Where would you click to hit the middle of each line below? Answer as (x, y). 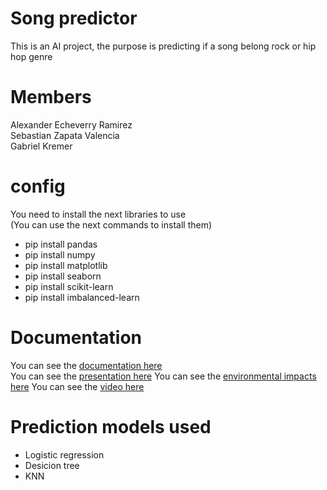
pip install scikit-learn (69, 286)
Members (51, 97)
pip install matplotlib (66, 265)
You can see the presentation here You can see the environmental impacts (163, 376)
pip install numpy (60, 254)
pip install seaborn (63, 276)
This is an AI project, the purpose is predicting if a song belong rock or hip (163, 46)
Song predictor (74, 18)
